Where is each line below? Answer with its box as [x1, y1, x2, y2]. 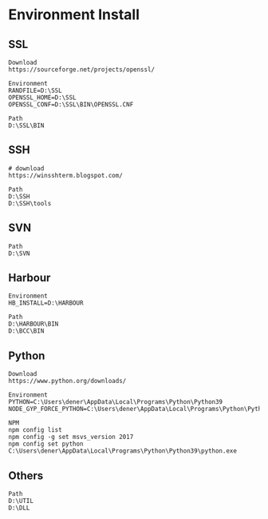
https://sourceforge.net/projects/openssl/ [8, 66, 156, 74]
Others [8, 469, 44, 482]
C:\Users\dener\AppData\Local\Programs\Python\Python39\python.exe [8, 447, 238, 455]
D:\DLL [8, 504, 30, 513]
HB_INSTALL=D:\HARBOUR [8, 299, 84, 307]
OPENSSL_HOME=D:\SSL [8, 94, 77, 102]
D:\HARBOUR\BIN [8, 320, 59, 329]
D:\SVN [8, 250, 30, 258]
